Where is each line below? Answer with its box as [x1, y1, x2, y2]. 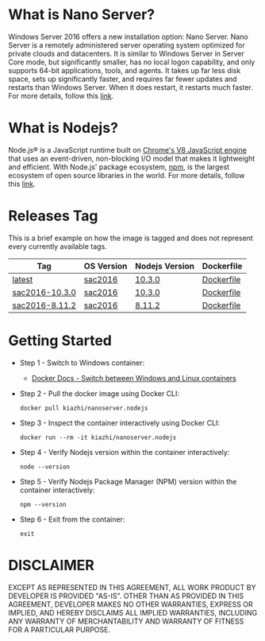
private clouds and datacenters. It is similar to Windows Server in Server [8, 49, 244, 58]
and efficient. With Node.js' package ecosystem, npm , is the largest [8, 161, 230, 172]
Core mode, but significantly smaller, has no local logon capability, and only [8, 57, 255, 67]
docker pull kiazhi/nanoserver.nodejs [19, 404, 148, 412]
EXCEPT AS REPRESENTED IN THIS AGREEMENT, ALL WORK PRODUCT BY [8, 582, 256, 592]
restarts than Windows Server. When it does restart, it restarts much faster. [8, 82, 254, 92]
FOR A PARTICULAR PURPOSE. [8, 624, 111, 634]
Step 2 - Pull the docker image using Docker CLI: [19, 388, 180, 398]
